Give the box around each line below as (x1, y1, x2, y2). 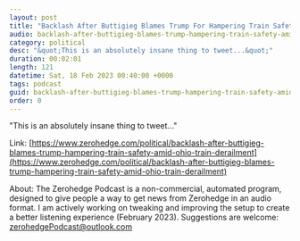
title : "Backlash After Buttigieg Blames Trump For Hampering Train (9, 21, 270, 30)
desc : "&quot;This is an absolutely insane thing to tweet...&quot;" (9, 46, 274, 55)
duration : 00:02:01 (9, 54, 82, 63)
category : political (9, 37, 87, 47)
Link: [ (9, 137, 33, 148)
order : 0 (9, 96, 42, 105)
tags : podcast (9, 79, 62, 88)
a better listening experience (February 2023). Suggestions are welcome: (9, 212, 279, 223)
